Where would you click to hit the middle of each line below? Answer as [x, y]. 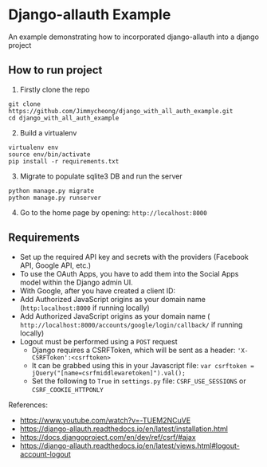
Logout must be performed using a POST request [98, 341]
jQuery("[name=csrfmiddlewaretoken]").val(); [108, 373]
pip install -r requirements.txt [64, 161]
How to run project [55, 71]
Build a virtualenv [48, 132]
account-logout [45, 454]
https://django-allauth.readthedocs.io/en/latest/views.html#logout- [130, 445]
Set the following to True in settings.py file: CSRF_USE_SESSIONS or [139, 381]
